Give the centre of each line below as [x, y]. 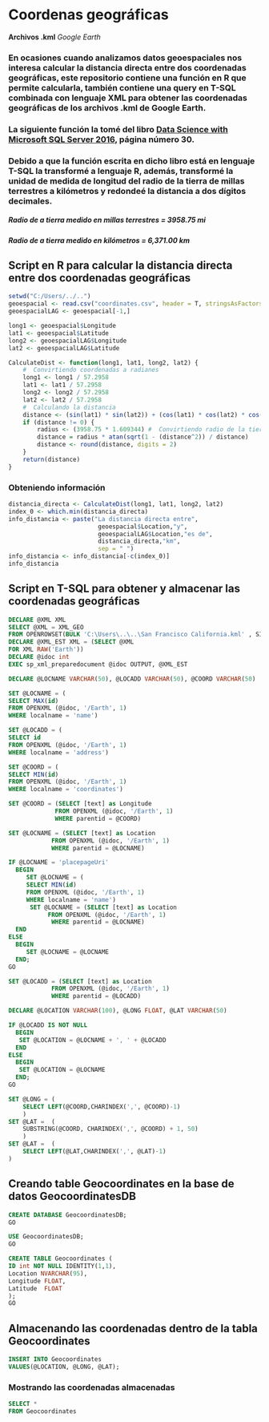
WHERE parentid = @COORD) [98, 818]
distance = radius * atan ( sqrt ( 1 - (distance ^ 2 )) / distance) [143, 437]
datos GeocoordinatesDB [72, 1196]
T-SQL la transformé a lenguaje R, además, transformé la [121, 171]
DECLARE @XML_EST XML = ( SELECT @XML [71, 642]
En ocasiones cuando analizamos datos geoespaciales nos [125, 58]
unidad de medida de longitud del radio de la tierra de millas [126, 180]
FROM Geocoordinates [43, 1412]
